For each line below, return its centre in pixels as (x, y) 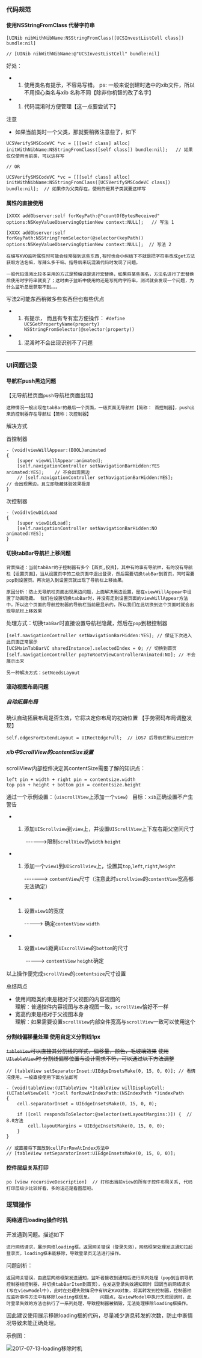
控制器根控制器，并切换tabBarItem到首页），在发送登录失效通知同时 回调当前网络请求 (98, 1284)
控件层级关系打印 (27, 1167)
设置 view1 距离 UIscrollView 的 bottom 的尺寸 (76, 948)
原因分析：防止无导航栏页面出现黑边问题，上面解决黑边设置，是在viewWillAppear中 (97, 592)
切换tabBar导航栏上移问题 (38, 553)
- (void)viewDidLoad (32, 513)
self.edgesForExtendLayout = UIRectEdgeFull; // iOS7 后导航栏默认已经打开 (100, 738)
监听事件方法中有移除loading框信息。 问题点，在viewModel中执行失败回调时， (99, 1297)
